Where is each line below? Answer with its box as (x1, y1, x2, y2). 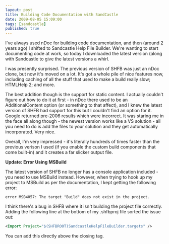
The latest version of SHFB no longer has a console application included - (5, 169, 159, 175)
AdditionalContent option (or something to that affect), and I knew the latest (5, 102, 162, 108)
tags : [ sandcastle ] (5, 21, 46, 27)
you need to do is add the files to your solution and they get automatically (5, 124, 158, 130)
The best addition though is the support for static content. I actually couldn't (5, 92, 164, 98)
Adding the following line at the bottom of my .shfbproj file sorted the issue (5, 209, 161, 215)
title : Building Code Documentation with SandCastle (5, 12, 119, 17)
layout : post (5, 7, 33, 13)
